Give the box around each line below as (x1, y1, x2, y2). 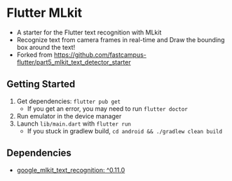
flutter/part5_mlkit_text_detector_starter (16, 58, 131, 66)
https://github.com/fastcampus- (54, 51, 146, 59)
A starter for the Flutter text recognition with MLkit (16, 28, 162, 36)
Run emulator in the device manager (16, 112, 122, 120)
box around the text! (16, 43, 76, 51)
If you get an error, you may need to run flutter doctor (27, 104, 189, 113)
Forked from (16, 51, 53, 59)
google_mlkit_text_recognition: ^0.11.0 (16, 166, 125, 174)
